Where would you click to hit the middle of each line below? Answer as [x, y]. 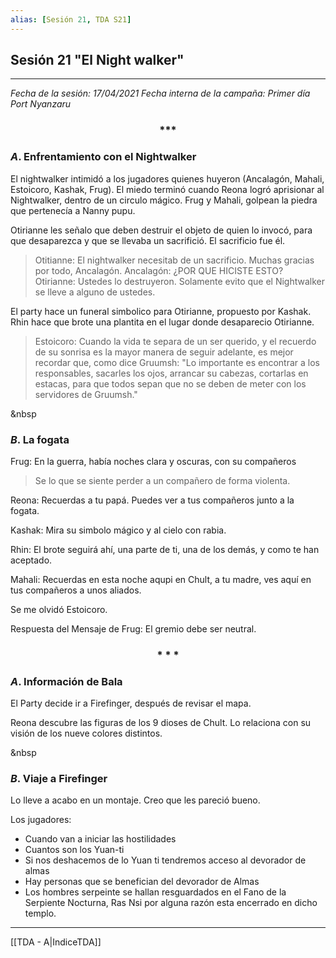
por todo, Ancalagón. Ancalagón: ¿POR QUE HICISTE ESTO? [159, 270]
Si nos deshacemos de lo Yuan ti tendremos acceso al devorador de [165, 860]
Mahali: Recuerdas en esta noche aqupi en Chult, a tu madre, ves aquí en [161, 579]
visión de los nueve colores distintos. [86, 733]
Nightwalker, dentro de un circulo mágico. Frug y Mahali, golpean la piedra [164, 200]
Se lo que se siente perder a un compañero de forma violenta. [162, 480]
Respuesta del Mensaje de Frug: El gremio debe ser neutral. [133, 628]
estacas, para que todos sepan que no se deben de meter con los [170, 383]
